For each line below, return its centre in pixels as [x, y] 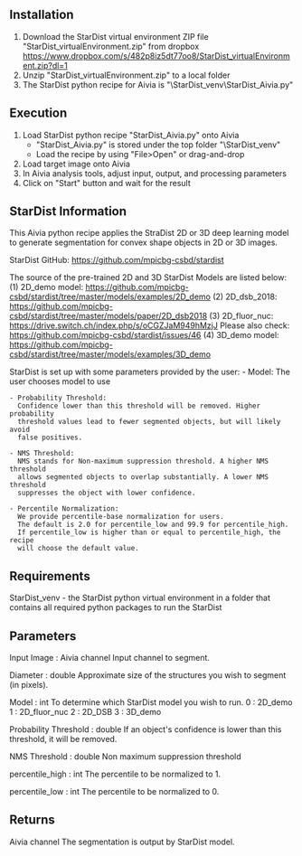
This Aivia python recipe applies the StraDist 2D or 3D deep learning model [149, 233]
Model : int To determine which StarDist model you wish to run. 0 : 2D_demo [151, 702]
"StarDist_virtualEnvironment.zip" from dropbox [111, 46]
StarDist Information [68, 212]
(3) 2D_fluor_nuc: [241, 316]
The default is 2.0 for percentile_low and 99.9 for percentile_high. [153, 525]
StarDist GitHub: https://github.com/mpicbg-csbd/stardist [117, 260]
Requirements [50, 576]
